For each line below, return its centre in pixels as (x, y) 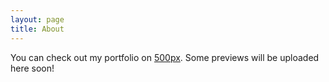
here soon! (32, 68)
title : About (37, 29)
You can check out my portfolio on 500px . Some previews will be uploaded (165, 57)
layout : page (37, 19)
